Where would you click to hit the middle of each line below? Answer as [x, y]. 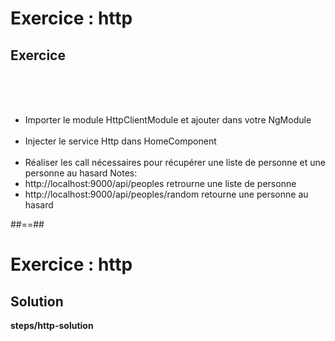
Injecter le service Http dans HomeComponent [120, 141]
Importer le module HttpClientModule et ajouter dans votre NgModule [168, 120]
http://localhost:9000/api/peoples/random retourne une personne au [166, 194]
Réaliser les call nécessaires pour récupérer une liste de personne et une [175, 162]
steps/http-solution [52, 325]
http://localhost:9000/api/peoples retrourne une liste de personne [160, 183]
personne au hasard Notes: [81, 173]
